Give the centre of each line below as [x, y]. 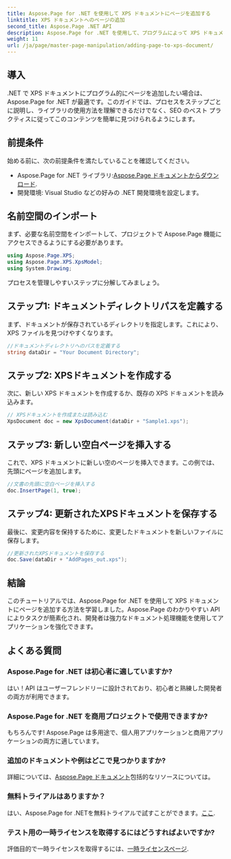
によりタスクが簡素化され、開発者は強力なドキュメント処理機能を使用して [112, 618]
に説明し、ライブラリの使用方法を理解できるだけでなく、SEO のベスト [108, 110]
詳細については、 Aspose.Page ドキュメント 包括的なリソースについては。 [111, 777]
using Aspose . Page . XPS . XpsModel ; [55, 262]
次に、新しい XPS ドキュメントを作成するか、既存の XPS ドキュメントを [109, 393]
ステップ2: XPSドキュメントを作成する [90, 376]
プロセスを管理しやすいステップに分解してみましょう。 [85, 282]
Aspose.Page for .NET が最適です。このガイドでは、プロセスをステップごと [114, 101]
